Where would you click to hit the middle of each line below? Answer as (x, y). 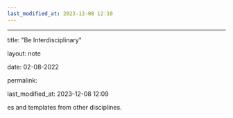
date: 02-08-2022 (33, 67)
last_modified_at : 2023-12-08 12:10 (60, 14)
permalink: (23, 80)
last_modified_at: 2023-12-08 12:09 (58, 94)
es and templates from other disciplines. (65, 107)
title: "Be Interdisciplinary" (44, 40)
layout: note (24, 53)
